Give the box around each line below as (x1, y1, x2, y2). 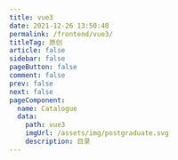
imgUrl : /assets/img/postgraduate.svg (25, 129, 169, 138)
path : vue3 (25, 121, 66, 130)
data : (17, 112, 38, 121)
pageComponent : (9, 95, 66, 105)
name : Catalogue (17, 104, 77, 113)
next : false (9, 87, 53, 96)
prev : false (9, 79, 53, 88)
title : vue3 (9, 12, 53, 22)
